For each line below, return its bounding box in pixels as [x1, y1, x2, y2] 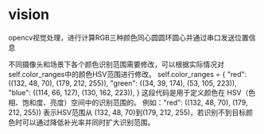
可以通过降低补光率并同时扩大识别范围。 [21, 117, 155, 127]
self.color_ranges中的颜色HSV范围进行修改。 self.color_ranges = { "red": [8, 69, 247, 78]
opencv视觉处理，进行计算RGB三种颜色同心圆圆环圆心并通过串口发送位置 [8, 33, 249, 42]
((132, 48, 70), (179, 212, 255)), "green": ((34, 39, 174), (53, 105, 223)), [8, 78, 237, 88]
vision [8, 6, 50, 24]
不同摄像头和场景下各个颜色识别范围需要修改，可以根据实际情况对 [8, 59, 224, 69]
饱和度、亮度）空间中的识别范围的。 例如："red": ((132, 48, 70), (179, [21, 98, 248, 107]
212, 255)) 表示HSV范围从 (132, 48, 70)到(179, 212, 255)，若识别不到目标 [8, 107, 247, 117]
